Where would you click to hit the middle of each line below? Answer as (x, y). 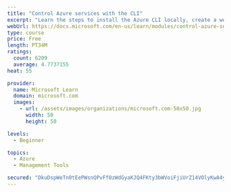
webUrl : (18, 26)
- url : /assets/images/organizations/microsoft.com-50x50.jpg (110, 109)
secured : (20, 178)
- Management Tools (41, 165)
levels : (18, 134)
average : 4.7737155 (41, 64)
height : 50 (41, 121)
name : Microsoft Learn (46, 90)
